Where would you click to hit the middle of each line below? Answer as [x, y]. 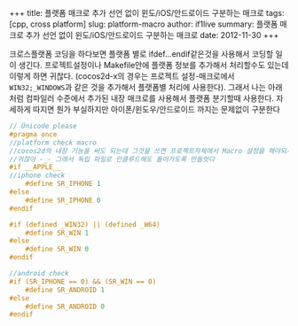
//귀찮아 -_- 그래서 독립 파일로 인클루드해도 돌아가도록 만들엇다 [112, 159]
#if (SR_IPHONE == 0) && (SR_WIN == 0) [83, 282]
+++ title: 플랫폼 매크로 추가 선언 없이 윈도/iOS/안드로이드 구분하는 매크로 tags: [147, 13]
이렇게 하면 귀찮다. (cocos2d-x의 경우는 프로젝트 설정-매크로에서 [122, 76]
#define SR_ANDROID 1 [65, 290]
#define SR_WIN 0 [57, 249]
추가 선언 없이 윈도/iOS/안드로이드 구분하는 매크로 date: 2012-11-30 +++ [152, 35]
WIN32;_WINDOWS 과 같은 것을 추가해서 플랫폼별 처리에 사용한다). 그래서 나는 [137, 87]
